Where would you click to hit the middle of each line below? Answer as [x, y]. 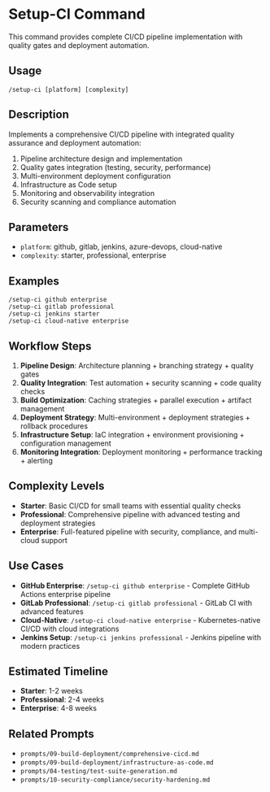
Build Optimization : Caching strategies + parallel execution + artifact [136, 400]
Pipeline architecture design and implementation [101, 159]
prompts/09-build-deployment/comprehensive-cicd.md [109, 754]
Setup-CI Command [77, 14]
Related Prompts [52, 734]
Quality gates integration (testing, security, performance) [115, 167]
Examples [34, 281]
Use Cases [36, 566]
